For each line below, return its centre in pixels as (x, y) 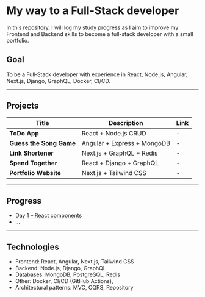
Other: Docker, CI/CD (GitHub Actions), (64, 281)
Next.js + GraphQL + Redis (120, 153)
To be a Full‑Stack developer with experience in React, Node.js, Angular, (97, 74)
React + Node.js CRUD (114, 133)
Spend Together (34, 163)
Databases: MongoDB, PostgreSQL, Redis (68, 274)
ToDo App (24, 133)
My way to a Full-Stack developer (93, 11)
